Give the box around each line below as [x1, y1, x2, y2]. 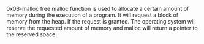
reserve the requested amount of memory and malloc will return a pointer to [6, 24, 198, 31]
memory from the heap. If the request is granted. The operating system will [6, 18, 196, 25]
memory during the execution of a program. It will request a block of [6, 11, 179, 19]
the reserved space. [6, 31, 57, 38]
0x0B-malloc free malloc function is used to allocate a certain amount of [6, 5, 189, 12]
